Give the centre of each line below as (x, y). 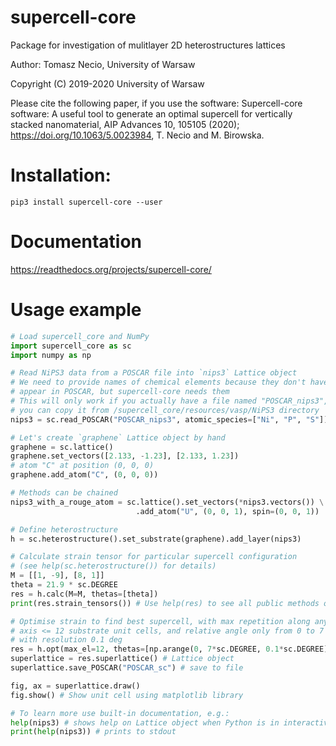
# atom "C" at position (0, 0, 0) (82, 466)
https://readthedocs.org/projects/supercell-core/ (111, 269)
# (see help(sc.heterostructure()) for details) (113, 566)
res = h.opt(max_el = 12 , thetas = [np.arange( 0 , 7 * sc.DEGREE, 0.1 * (147, 649)
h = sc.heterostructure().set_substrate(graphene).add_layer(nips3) (156, 539)
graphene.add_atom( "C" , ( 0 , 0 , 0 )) (84, 475)
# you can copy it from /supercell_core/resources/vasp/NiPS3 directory (165, 410)
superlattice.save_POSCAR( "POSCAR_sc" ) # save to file (127, 668)
